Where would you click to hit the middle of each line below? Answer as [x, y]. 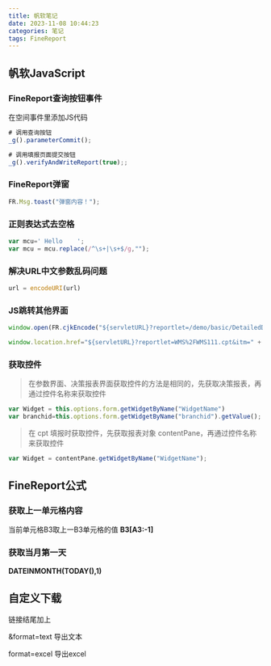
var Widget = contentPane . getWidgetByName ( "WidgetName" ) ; [108, 458]
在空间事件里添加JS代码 [48, 117]
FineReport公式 [48, 486]
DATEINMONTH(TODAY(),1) [55, 571]
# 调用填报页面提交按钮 [42, 154]
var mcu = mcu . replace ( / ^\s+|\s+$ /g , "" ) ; [79, 249]
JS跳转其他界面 [38, 310]
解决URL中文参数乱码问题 [58, 271]
